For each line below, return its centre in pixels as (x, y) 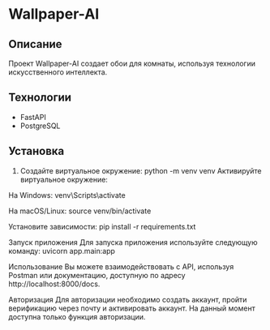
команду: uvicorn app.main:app (62, 251)
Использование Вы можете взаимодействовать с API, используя (121, 266)
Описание (35, 44)
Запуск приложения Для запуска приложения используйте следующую (133, 242)
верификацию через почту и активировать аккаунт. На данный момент (132, 308)
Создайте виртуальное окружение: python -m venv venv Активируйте (141, 170)
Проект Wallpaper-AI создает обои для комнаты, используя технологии (132, 63)
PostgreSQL (40, 126)
